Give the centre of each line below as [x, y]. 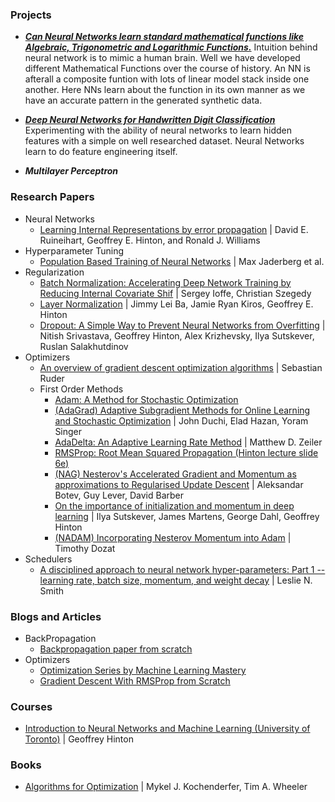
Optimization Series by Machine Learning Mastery [143, 670]
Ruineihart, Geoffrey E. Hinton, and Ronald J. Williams [150, 240]
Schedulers [48, 559]
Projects [31, 15]
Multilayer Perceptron [71, 171]
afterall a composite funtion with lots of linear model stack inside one [167, 79]
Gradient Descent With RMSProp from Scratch [135, 680]
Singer [68, 431]
